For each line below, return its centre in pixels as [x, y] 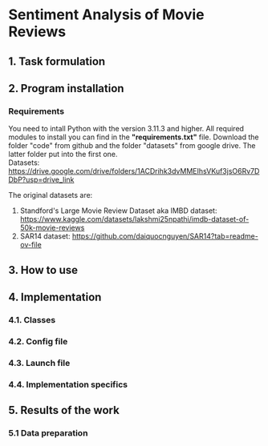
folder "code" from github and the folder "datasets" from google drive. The [132, 146]
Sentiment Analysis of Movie [106, 15]
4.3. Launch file [39, 363]
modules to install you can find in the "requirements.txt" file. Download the [134, 137]
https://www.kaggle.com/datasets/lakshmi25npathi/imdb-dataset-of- [134, 219]
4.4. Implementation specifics [68, 384]
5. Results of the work [64, 410]
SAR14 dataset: [45, 236]
